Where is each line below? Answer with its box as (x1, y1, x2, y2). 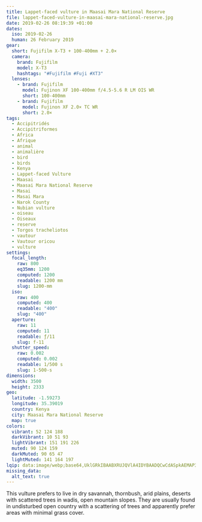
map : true (11, 417, 36, 423)
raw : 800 (17, 261, 39, 267)
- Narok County (11, 199, 50, 205)
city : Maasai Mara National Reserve (11, 412, 103, 418)
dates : (6, 25, 23, 32)
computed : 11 (17, 328, 50, 334)
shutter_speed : (11, 344, 50, 351)
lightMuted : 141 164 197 (11, 456, 74, 462)
